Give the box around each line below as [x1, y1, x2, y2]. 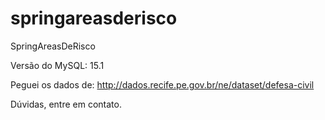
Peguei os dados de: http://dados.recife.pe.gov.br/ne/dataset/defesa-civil [10, 78, 315, 91]
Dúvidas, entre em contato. [10, 98, 122, 110]
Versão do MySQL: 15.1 [10, 59, 105, 71]
